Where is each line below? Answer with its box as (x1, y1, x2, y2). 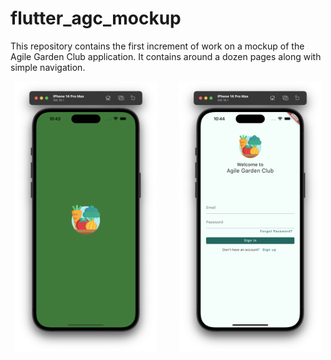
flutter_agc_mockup (10, 7, 182, 30)
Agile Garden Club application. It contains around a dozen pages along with (10, 50, 322, 62)
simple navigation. (10, 61, 86, 73)
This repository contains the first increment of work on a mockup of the (10, 40, 305, 52)
